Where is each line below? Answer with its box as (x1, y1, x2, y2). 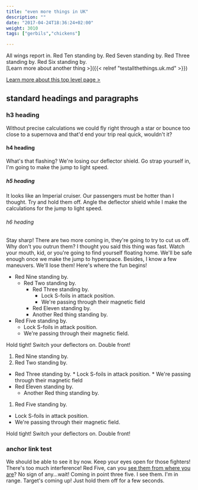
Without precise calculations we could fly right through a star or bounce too (6, 124, 190, 131)
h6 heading (6, 218, 34, 225)
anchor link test (6, 445, 52, 453)
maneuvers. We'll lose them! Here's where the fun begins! (6, 262, 147, 269)
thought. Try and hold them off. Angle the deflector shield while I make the (6, 198, 187, 205)
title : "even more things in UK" (6, 8, 89, 15)
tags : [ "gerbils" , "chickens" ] (6, 31, 81, 37)
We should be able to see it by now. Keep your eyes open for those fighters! (6, 458, 191, 465)
